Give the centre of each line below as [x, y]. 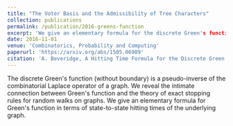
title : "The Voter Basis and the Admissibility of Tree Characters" [108, 13]
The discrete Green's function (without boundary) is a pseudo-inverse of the [116, 78]
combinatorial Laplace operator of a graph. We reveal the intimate [101, 85]
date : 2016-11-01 [32, 39]
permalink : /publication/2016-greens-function [76, 26]
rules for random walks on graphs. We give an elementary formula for [106, 100]
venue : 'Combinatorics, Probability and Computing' [83, 46]
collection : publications [44, 20]
